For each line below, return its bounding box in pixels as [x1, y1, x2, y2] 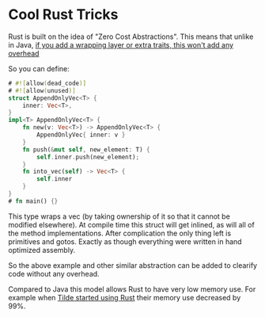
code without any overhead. [8, 269, 100, 278]
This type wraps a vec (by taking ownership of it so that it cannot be [8, 212, 231, 221]
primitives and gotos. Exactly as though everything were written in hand [8, 236, 243, 246]
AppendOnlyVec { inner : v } [36, 131, 126, 139]
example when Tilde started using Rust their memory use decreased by [8, 292, 241, 302]
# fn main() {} [8, 197, 59, 205]
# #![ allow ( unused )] [8, 86, 77, 94]
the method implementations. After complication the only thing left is [8, 228, 232, 238]
